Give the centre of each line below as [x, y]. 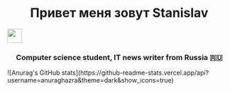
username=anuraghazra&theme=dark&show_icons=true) [91, 80]
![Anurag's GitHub [34, 73]
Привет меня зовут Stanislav [119, 13]
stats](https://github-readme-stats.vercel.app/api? [135, 73]
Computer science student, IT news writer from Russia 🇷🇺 [119, 57]
